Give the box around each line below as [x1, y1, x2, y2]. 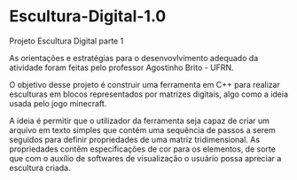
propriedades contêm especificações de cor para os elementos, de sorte [9, 144, 277, 154]
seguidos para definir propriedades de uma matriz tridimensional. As [9, 134, 260, 145]
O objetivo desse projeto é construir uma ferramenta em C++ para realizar [9, 79, 281, 90]
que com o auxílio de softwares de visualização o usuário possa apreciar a [9, 153, 282, 163]
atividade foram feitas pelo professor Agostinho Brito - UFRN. [9, 62, 234, 73]
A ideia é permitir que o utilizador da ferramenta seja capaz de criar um [9, 115, 270, 126]
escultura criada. [9, 162, 71, 173]
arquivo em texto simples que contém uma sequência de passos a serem [9, 124, 277, 135]
